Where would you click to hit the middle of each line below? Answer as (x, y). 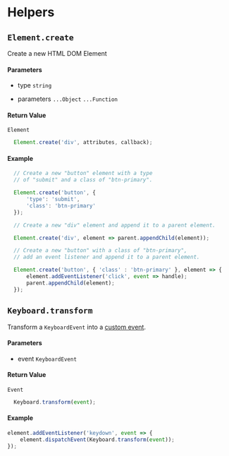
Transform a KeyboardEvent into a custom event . (77, 327)
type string (35, 85)
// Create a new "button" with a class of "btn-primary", (101, 251)
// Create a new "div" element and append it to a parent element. (115, 225)
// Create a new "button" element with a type (83, 174)
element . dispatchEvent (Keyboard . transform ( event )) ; (97, 439)
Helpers (31, 12)
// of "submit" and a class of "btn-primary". (83, 180)
